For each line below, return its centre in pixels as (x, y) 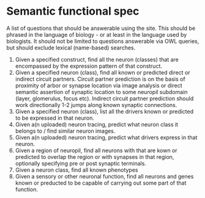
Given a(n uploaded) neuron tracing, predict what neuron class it (97, 124)
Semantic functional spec (73, 11)
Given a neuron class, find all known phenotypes (76, 170)
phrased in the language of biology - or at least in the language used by (97, 34)
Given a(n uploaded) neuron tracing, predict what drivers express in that (106, 137)
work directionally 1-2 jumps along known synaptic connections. (96, 105)
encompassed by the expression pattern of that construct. (89, 66)
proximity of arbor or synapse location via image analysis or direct (99, 85)
